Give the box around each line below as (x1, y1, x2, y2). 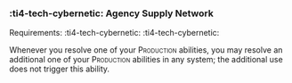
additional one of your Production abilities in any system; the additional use (9, 54, 283, 65)
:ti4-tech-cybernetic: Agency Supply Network (9, 7, 214, 20)
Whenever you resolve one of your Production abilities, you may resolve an (9, 45, 283, 55)
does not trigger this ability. (9, 63, 109, 74)
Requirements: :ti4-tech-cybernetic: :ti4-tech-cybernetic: (9, 28, 220, 38)
